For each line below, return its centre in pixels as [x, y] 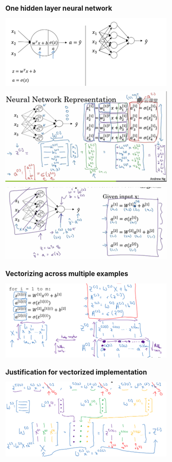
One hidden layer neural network [59, 8]
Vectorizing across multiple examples [67, 274]
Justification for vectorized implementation [76, 372]
